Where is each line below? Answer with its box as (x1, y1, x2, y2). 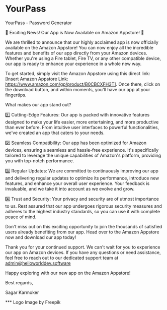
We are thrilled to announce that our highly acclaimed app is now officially (5, 39, 158, 45)
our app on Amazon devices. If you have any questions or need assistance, (5, 249, 161, 255)
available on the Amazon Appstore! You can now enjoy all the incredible (5, 44, 153, 50)
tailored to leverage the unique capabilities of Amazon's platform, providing (5, 152, 161, 158)
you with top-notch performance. (5, 157, 74, 164)
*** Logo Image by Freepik (5, 299, 61, 305)
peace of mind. (5, 214, 37, 220)
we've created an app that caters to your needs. (5, 130, 105, 136)
